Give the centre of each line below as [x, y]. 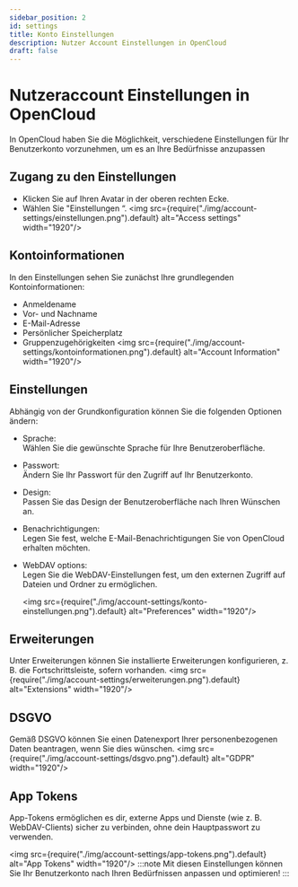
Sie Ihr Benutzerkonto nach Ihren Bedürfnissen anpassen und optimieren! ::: [149, 873]
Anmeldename [49, 304]
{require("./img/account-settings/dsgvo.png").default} [110, 759]
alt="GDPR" [232, 759]
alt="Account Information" [232, 352]
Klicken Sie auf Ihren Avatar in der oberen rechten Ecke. [126, 198]
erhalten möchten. [56, 548]
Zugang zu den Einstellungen [93, 177]
